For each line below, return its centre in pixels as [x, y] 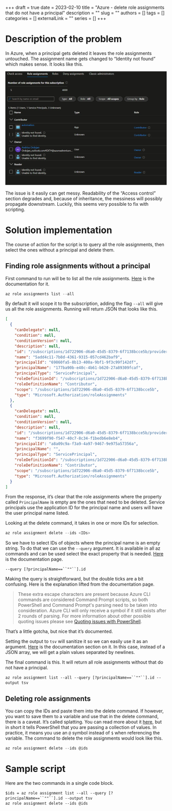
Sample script [35, 769]
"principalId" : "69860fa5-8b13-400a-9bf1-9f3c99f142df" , [77, 362]
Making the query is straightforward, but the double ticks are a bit [74, 579]
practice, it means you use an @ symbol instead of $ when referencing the [83, 733]
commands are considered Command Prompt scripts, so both [83, 600]
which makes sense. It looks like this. [44, 64]
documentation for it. [27, 284]
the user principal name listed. [37, 513]
